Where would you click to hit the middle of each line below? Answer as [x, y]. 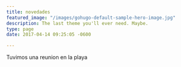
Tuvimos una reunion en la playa [47, 57]
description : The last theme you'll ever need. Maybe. [77, 23]
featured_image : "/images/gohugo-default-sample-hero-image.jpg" [91, 18]
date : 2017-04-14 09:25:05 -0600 [49, 35]
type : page [20, 29]
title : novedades [28, 12]
